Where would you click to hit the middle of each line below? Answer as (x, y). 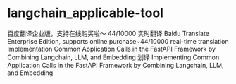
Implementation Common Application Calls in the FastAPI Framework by (112, 49)
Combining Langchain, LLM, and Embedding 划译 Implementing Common (113, 57)
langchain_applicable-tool (86, 13)
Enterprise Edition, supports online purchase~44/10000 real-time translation (118, 41)
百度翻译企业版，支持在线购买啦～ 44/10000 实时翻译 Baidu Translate (108, 33)
